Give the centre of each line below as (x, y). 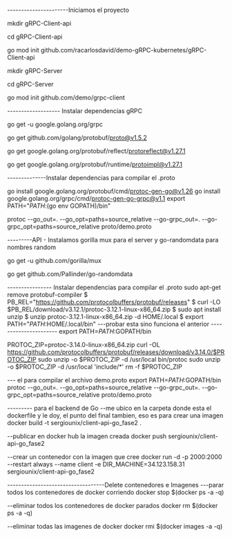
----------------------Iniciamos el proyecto (68, 10)
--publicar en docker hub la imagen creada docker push (87, 436)
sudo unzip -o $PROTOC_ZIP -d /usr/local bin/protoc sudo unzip (129, 359)
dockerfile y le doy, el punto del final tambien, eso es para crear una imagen (115, 416)
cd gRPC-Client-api (35, 37)
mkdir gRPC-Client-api (39, 23)
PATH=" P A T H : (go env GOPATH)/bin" (59, 206)
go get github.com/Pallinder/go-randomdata (70, 274)
